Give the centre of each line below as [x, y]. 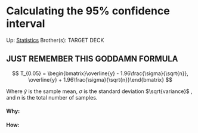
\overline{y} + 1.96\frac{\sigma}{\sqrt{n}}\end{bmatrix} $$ [100, 79]
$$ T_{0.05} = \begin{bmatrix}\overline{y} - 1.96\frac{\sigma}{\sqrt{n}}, [100, 73]
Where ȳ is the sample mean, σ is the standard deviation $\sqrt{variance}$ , [99, 91]
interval [26, 24]
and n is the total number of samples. [52, 97]
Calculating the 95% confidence [88, 11]
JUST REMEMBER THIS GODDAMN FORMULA [92, 59]
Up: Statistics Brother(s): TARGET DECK [55, 40]
